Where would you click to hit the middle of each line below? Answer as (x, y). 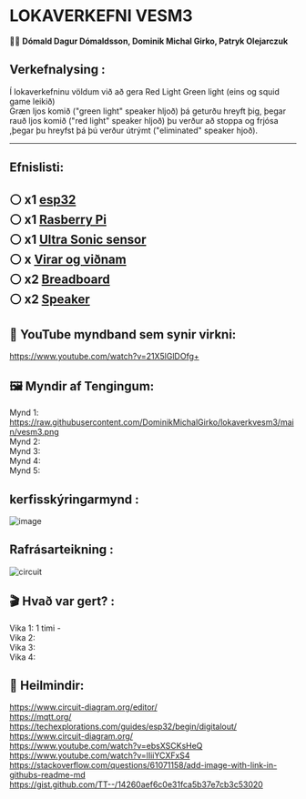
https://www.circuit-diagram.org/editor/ (83, 707)
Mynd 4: (25, 461)
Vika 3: (23, 647)
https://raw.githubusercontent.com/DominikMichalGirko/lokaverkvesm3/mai (152, 422)
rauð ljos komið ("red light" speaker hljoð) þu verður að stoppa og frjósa (144, 120)
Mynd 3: (25, 451)
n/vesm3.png (34, 432)
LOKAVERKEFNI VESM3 (101, 16)
